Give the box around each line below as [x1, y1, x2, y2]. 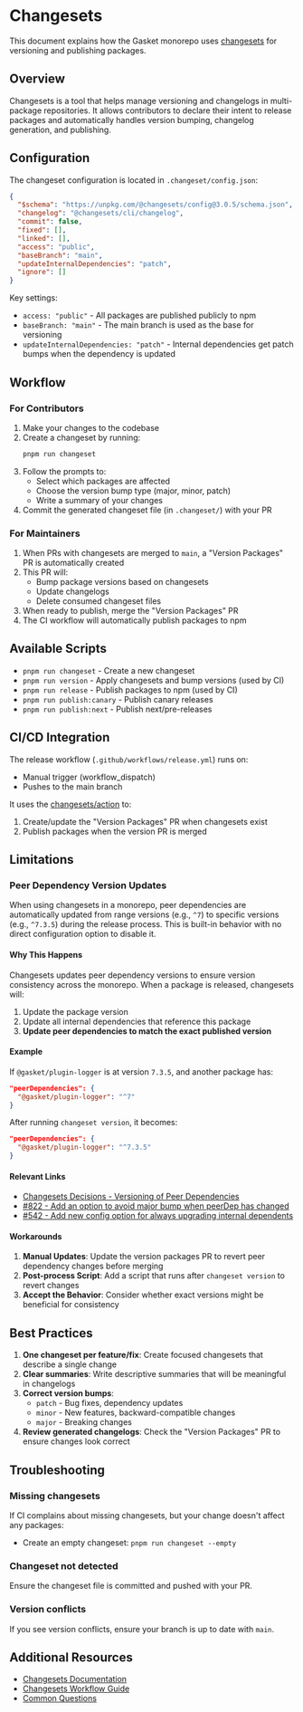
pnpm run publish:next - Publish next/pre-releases [22, 703, 213, 714]
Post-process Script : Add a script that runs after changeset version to [22, 1270, 285, 1281]
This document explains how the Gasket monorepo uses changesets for [9, 35, 278, 46]
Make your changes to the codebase [22, 422, 160, 433]
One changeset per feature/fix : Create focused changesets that [22, 1350, 264, 1361]
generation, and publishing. [9, 124, 111, 135]
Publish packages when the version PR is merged [22, 826, 208, 837]
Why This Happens [9, 949, 83, 960]
